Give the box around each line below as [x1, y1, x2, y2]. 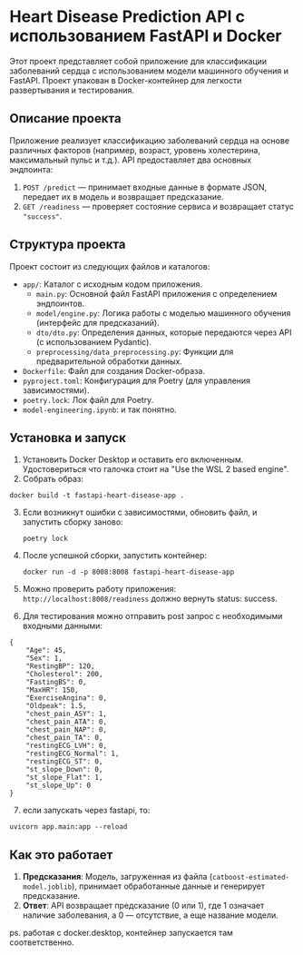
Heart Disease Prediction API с [9, 6, 245, 27]
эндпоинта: [9, 163, 54, 174]
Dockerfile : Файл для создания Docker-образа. [22, 365, 206, 376]
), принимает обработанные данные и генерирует [71, 881, 266, 891]
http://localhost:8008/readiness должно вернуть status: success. [22, 593, 279, 605]
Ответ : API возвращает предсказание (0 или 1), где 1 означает [22, 901, 265, 911]
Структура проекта [9, 237, 126, 252]
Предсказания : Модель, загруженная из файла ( [22, 871, 213, 882]
